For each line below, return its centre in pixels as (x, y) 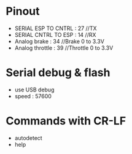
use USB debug (34, 90)
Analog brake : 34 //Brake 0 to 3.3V (60, 41)
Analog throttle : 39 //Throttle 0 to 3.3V (64, 48)
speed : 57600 (33, 96)
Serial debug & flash (58, 73)
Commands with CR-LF (66, 121)
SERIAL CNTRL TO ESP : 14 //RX (55, 34)
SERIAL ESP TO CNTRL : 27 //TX (56, 28)
